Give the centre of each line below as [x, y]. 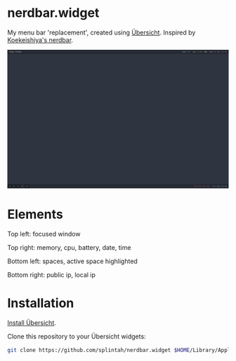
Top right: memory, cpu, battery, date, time [69, 247]
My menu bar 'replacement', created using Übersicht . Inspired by [101, 32]
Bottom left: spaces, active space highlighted [73, 261]
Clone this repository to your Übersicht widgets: [77, 336]
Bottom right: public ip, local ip [52, 274]
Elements [35, 214]
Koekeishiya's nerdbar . [40, 39]
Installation [41, 303]
